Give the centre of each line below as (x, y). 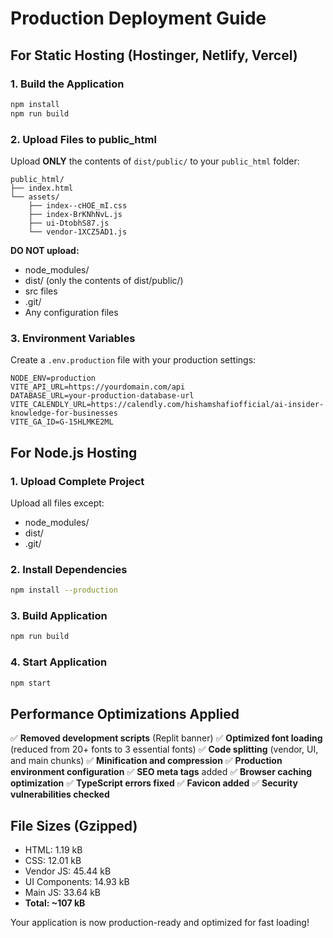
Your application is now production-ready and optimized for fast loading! (160, 923)
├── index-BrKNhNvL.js (75, 214)
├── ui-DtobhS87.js (69, 223)
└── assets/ (35, 197)
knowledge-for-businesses (64, 413)
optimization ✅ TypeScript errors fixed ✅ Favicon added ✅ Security (154, 783)
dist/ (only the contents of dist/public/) (104, 280)
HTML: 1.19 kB (53, 850)
